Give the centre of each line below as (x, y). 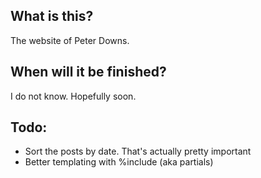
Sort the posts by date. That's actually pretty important (138, 151)
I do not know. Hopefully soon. (73, 96)
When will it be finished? (88, 72)
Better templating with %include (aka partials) (119, 162)
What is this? (52, 16)
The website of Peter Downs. (70, 40)
